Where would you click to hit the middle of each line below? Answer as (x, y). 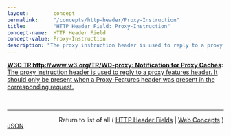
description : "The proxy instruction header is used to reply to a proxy (115, 45)
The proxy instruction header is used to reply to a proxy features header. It (112, 72)
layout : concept (41, 13)
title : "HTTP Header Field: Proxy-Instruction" (89, 26)
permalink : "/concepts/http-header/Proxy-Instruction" (93, 20)
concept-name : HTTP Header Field (57, 33)
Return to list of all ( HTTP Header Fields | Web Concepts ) (141, 120)
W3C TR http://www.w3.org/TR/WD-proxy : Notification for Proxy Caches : (115, 65)
